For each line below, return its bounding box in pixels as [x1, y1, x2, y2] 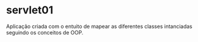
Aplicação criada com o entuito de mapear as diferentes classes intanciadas [6, 23, 193, 30]
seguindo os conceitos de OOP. [6, 29, 84, 36]
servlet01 [6, 3, 53, 17]
